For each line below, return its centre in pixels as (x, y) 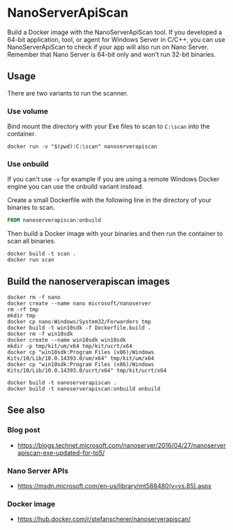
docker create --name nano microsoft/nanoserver (79, 304)
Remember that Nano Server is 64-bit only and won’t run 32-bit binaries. (112, 54)
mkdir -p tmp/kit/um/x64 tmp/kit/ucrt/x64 (70, 347)
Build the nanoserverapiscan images (89, 281)
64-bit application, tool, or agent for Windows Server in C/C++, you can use (116, 39)
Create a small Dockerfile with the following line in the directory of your (109, 200)
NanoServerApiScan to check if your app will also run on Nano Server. (108, 47)
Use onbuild (28, 164)
